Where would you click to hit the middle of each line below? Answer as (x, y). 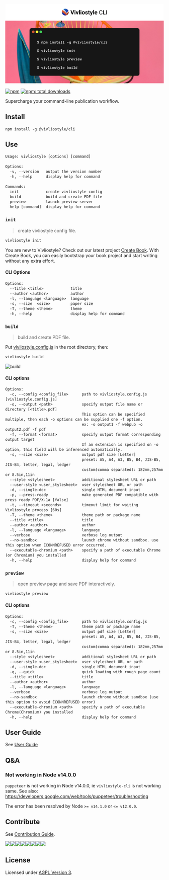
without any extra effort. (30, 261)
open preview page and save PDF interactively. (66, 584)
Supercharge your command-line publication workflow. (62, 101)
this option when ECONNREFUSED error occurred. (56, 545)
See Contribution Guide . (30, 834)
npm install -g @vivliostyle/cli (40, 129)
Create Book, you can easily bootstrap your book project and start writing (81, 255)
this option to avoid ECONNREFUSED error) (50, 702)
